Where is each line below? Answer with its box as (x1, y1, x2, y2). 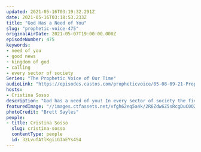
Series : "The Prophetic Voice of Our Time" (6, 75, 117, 81)
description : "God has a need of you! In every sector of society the (6, 98, 186, 104)
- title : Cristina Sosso (6, 120, 68, 126)
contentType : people (11, 131, 63, 138)
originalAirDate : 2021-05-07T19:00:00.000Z (6, 31, 117, 37)
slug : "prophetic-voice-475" (6, 25, 79, 32)
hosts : (6, 87, 23, 93)
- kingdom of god (6, 59, 50, 65)
